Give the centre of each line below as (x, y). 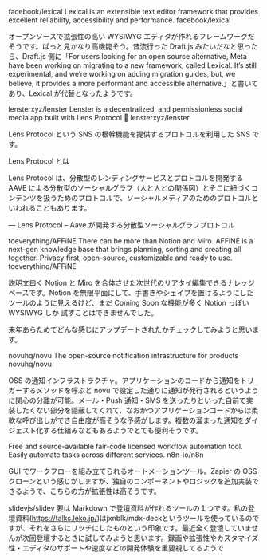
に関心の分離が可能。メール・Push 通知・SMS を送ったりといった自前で (128, 400)
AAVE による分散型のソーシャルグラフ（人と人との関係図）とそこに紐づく (130, 188)
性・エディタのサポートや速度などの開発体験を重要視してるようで (116, 548)
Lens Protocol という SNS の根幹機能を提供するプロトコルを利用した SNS (130, 134)
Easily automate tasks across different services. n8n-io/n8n (106, 455)
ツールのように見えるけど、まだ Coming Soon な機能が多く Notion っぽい (129, 303)
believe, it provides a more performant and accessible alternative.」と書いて (133, 83)
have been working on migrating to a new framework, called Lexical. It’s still (133, 65)
